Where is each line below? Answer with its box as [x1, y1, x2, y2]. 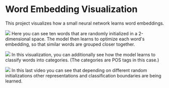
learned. [5, 78, 23, 84]
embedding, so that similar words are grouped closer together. [5, 41, 135, 47]
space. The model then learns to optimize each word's [31, 36, 145, 42]
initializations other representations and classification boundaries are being [5, 72, 161, 78]
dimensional [5, 36, 31, 42]
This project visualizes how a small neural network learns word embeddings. [5, 20, 164, 26]
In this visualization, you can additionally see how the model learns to [11, 51, 155, 57]
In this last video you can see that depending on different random [11, 67, 147, 73]
